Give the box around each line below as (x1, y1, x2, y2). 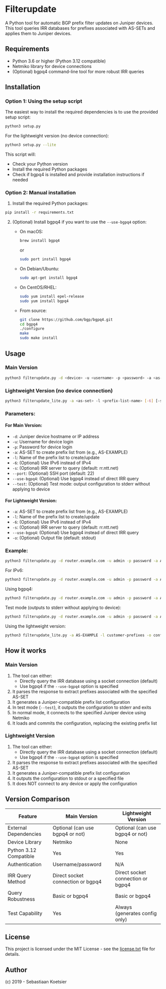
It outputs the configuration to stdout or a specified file (12, 775, 124, 781)
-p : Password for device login (12, 444, 73, 450)
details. (5, 951, 20, 957)
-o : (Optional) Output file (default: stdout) (12, 535, 96, 541)
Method (7, 878, 26, 885)
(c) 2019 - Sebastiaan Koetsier (5, 979, 67, 985)
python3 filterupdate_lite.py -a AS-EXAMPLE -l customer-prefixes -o (5, 632, 152, 638)
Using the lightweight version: (5, 623, 66, 629)
